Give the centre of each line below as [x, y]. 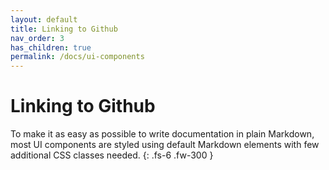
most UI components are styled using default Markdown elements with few [165, 145]
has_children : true [51, 47]
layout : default [44, 19]
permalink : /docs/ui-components [77, 57]
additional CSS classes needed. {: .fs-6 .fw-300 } [112, 155]
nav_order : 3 [37, 38]
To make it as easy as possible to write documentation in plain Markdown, [162, 134]
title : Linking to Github [64, 29]
